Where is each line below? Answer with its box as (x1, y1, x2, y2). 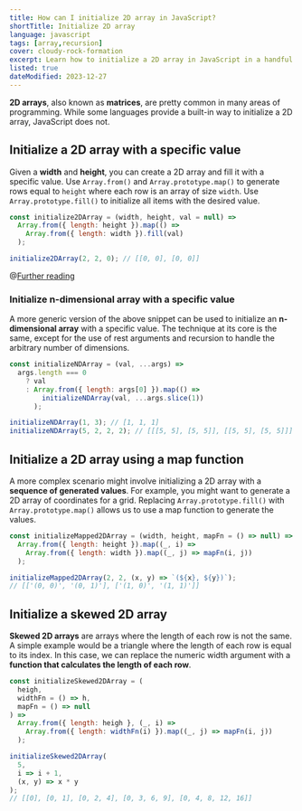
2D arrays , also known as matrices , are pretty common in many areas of (9, 97, 280, 108)
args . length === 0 (17, 368, 88, 378)
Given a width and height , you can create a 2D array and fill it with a (9, 166, 265, 177)
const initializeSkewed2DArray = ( (9, 677, 144, 686)
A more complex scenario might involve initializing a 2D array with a (9, 476, 262, 486)
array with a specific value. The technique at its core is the (58, 323, 278, 335)
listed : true (9, 64, 59, 73)
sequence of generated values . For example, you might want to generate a (9, 486, 291, 496)
